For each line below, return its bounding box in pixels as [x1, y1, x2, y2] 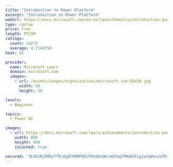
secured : [5, 154, 24, 159]
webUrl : [5, 17, 22, 22]
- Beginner [10, 102, 33, 108]
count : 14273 [10, 41, 38, 46]
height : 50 [19, 88, 43, 93]
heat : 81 [5, 50, 24, 55]
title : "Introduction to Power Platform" [5, 7, 96, 13]
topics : [5, 111, 22, 117]
